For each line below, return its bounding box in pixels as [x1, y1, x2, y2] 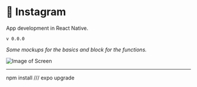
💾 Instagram [6, 5, 66, 19]
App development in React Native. [6, 25, 89, 32]
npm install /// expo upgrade [6, 74, 75, 81]
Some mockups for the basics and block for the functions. [6, 46, 147, 53]
